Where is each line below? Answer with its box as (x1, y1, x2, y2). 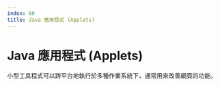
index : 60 (7, 10, 36, 17)
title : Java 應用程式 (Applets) (7, 16, 96, 23)
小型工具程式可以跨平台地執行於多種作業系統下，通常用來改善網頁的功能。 (7, 72, 217, 80)
